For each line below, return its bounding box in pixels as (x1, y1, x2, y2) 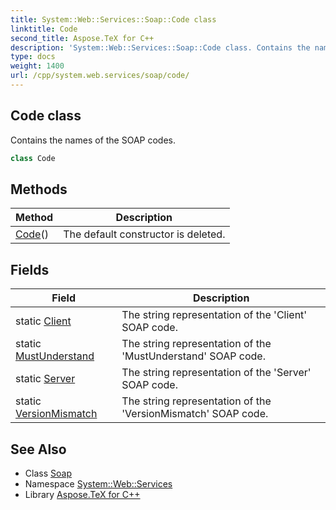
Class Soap (24, 467, 72, 479)
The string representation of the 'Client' (121, 308, 308, 322)
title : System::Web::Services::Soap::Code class (10, 14, 217, 25)
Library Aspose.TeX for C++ (24, 489, 141, 500)
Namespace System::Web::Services (24, 478, 173, 490)
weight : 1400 (10, 61, 65, 71)
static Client (15, 314, 72, 328)
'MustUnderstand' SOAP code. (121, 349, 266, 363)
